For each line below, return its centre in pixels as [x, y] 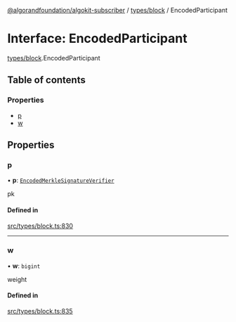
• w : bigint [24, 266]
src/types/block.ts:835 [40, 311]
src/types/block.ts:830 [40, 226]
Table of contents [46, 80]
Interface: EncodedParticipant [97, 39]
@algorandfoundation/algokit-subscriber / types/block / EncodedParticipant [118, 10]
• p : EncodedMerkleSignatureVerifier [61, 180]
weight [17, 279]
